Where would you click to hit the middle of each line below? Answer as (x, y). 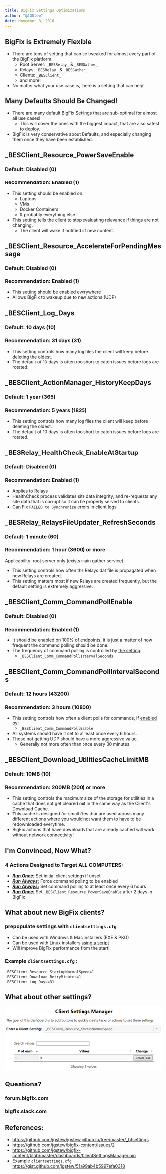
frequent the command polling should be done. (60, 645)
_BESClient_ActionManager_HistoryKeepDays (78, 383)
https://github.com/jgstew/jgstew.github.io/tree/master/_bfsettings (81, 1140)
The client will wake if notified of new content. (67, 230)
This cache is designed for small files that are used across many (78, 814)
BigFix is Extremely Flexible (48, 42)
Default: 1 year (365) (30, 397)
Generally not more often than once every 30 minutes (75, 744)
